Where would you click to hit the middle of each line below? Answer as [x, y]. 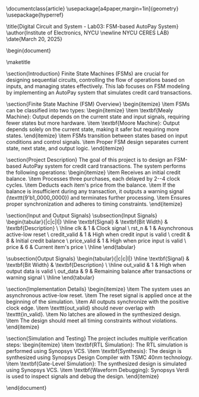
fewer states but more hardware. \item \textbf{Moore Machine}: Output [93, 123]
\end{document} [26, 388]
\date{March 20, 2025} [34, 39]
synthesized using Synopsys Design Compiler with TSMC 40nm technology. [99, 357]
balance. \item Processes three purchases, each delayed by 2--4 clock [93, 179]
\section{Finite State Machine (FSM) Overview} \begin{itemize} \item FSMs [98, 104]
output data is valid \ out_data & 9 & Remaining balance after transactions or [99, 271]
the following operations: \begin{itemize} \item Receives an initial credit [93, 172]
